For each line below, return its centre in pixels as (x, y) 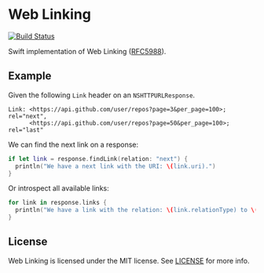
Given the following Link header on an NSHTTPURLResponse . (101, 95)
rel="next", (27, 116)
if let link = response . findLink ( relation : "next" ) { (98, 158)
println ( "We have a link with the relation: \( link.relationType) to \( (137, 210)
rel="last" (26, 130)
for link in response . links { (58, 203)
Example (30, 76)
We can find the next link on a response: (73, 144)
